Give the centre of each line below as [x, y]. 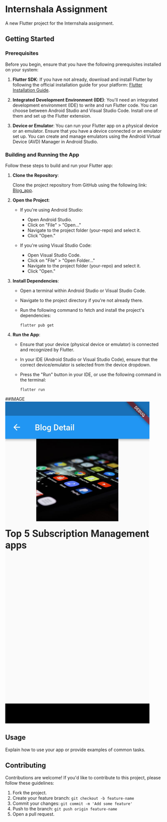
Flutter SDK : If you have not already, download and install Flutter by [82, 79]
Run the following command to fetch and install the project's [82, 310]
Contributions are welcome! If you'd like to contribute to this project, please [83, 777]
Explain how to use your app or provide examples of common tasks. [75, 750]
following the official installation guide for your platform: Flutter [77, 84]
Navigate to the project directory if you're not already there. [81, 300]
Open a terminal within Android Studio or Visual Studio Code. [83, 291]
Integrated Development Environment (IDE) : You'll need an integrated [85, 100]
